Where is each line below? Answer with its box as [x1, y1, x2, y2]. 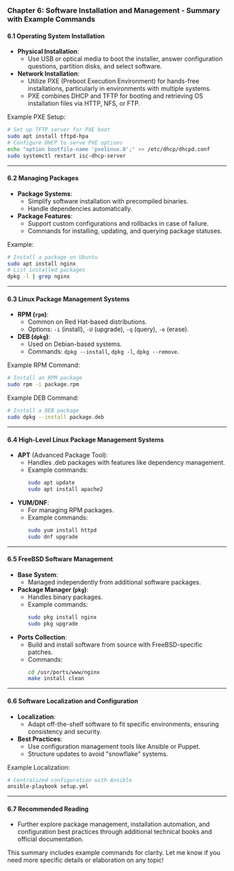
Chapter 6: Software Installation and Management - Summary [7, 6, 221, 15]
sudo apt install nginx [7, 260, 77, 267]
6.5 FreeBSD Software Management [7, 555, 114, 563]
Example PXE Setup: [7, 113, 66, 121]
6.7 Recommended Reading [7, 805, 89, 813]
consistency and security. [27, 727, 102, 735]
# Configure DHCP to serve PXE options [7, 139, 123, 146]
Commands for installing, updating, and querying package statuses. [27, 226, 223, 235]
